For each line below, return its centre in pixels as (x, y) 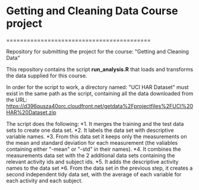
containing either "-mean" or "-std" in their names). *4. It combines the (94, 149)
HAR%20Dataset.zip (31, 112)
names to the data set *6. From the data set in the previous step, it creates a (99, 168)
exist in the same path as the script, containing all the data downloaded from (100, 93)
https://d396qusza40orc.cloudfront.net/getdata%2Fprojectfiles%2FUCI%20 (100, 106)
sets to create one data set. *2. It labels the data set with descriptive (90, 130)
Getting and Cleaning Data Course (92, 11)
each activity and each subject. (45, 180)
